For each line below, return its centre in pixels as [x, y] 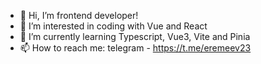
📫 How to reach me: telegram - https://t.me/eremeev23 [135, 48]
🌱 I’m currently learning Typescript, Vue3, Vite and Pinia [135, 36]
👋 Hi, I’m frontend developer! [79, 15]
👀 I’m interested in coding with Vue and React [113, 26]
